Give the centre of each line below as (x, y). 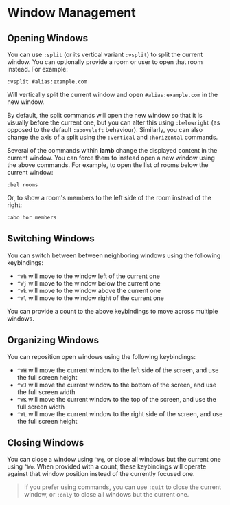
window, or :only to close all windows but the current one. (106, 495)
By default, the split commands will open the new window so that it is (105, 115)
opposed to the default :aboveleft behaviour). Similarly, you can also (105, 130)
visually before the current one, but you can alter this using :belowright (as (114, 122)
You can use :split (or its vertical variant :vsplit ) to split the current (105, 54)
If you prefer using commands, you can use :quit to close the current (123, 487)
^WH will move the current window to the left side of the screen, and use (118, 370)
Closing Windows (46, 443)
